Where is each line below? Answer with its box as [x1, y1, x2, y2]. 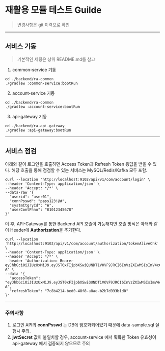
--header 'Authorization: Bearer [5, 258, 74, 263]
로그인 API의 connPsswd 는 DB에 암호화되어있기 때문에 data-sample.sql [12, 321, 155, 328]
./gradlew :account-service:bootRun [5, 104, 80, 109]
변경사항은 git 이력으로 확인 [17, 22, 70, 28]
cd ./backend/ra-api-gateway [5, 123, 65, 128]
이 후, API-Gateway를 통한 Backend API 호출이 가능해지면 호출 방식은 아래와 [5, 220, 153, 227]
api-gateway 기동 [12, 113, 47, 119]
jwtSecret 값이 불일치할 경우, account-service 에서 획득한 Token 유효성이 [12, 334, 156, 340]
